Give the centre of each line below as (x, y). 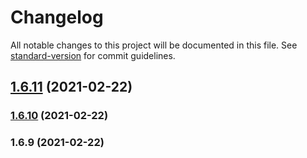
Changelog (57, 17)
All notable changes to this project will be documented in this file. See (154, 45)
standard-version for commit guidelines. (93, 55)
